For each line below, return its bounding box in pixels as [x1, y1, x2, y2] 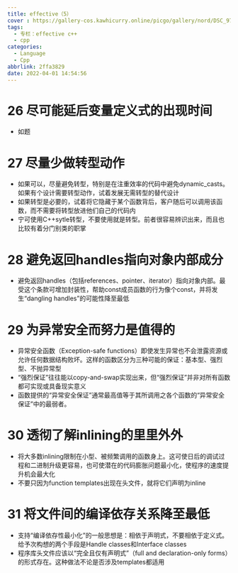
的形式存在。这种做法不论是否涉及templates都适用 [17, 558, 165, 567]
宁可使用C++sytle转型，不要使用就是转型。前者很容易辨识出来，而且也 [17, 215, 225, 224]
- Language [13, 50, 46, 58]
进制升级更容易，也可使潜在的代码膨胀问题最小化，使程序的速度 [36, 461, 223, 469]
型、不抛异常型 [17, 364, 62, 373]
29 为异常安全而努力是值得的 [7, 322, 176, 338]
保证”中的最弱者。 [17, 400, 71, 408]
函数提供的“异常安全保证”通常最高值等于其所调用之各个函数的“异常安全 [17, 391, 225, 400]
